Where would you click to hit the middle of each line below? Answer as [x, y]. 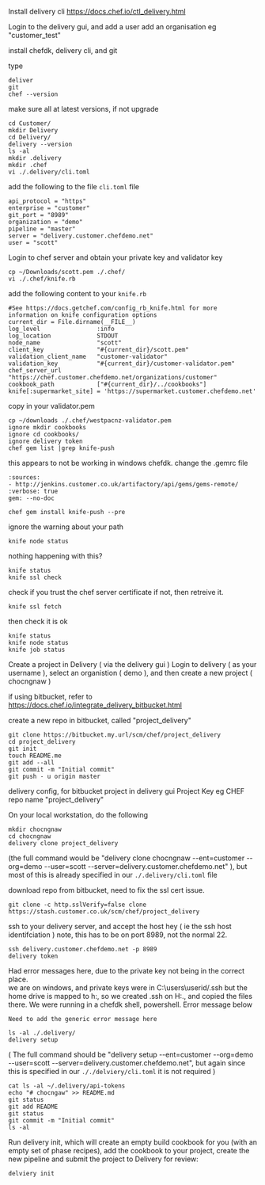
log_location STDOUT [63, 336]
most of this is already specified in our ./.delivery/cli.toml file [113, 875]
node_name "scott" [65, 343]
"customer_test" [34, 35]
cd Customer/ [30, 124]
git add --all [32, 763]
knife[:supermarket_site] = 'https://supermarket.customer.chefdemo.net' [132, 391]
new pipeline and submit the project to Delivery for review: [104, 1159]
